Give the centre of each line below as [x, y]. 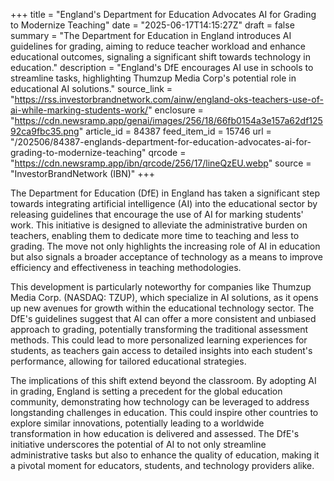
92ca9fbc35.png [45, 131]
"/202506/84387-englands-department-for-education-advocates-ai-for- [161, 142]
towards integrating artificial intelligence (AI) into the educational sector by [164, 203]
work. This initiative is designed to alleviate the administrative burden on [159, 225]
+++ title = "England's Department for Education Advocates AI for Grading [163, 14]
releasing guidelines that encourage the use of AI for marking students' [157, 214]
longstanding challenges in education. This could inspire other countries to [164, 412]
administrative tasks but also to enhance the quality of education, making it [165, 455]
